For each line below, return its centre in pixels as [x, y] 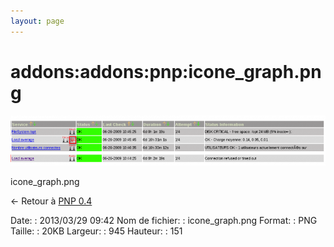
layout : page [37, 21]
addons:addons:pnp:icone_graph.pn [166, 71]
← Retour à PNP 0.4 [51, 201]
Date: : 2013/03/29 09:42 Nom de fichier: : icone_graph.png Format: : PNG [164, 220]
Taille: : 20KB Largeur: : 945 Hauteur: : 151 [96, 231]
